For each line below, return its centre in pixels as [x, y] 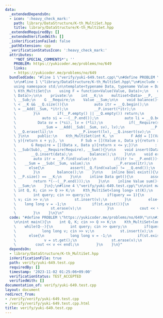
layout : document [23, 290]
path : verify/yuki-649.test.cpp [42, 263]
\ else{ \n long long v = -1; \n [63, 236]
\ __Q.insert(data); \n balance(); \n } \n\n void [83, 154]
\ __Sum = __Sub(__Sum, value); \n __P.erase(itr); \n [83, 163]
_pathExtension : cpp [30, 46]
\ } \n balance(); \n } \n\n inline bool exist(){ [84, 172]
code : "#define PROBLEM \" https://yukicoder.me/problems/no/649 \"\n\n [82, 218]
